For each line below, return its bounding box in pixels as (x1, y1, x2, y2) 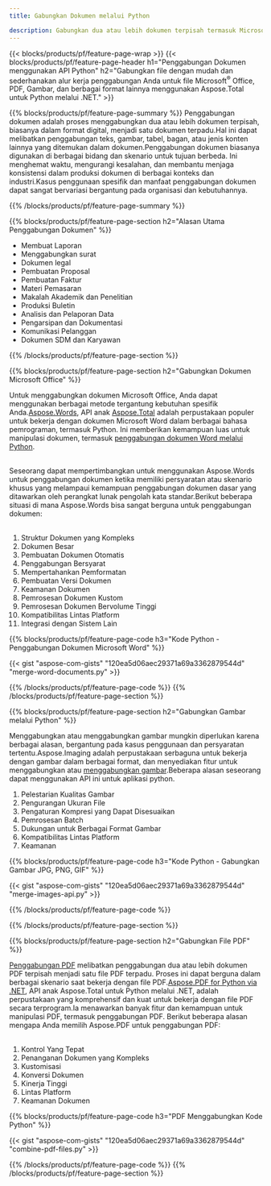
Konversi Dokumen (20, 1070, 84, 1080)
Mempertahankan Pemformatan (20, 568, 127, 577)
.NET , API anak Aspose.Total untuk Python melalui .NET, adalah (9, 986, 220, 996)
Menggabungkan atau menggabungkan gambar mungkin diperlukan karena (9, 731, 260, 741)
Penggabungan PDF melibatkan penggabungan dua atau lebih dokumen (9, 960, 248, 970)
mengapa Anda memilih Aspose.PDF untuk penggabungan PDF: (9, 1021, 221, 1030)
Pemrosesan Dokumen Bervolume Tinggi (20, 601, 157, 611)
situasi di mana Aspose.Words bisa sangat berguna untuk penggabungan (9, 501, 252, 510)
